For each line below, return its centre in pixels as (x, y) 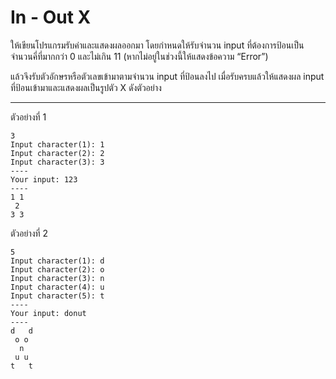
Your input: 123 (44, 179)
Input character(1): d (57, 261)
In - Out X (51, 17)
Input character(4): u (57, 287)
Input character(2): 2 (57, 153)
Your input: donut (48, 313)
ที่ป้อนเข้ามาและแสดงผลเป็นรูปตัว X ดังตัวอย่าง (86, 87)
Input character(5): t (57, 296)
